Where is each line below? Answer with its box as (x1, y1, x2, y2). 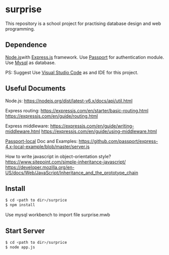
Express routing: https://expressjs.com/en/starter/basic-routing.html (5, 107, 149, 114)
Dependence (5, 41, 47, 49)
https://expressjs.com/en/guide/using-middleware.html (41, 128, 157, 134)
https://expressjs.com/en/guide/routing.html (5, 113, 98, 119)
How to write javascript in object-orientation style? (5, 153, 111, 159)
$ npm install (5, 203, 36, 208)
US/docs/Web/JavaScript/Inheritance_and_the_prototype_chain (5, 169, 138, 176)
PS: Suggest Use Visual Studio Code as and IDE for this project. (5, 69, 138, 75)
